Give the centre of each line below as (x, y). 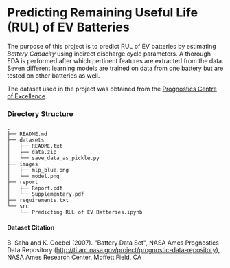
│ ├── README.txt (35, 146)
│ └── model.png (33, 177)
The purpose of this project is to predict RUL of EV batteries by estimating (112, 46)
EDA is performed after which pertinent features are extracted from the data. (115, 60)
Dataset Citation (31, 227)
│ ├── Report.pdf (35, 188)
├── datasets (26, 140)
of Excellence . (27, 96)
